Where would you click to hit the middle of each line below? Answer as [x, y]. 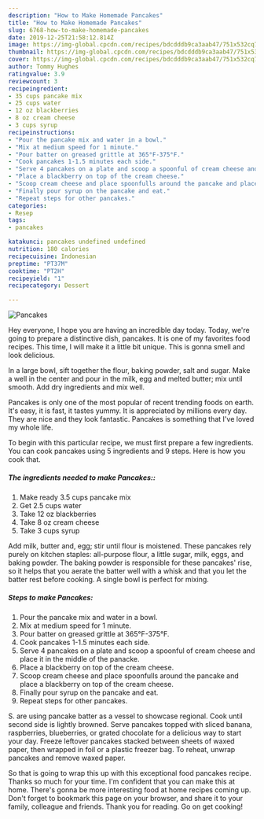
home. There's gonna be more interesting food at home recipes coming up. [130, 790]
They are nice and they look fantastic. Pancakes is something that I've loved [131, 419]
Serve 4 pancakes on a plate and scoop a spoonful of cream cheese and [137, 651]
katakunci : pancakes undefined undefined [77, 242]
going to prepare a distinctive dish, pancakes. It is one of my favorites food [129, 338]
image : [19, 45]
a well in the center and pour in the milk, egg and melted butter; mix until [125, 379]
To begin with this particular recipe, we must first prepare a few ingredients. [131, 443]
